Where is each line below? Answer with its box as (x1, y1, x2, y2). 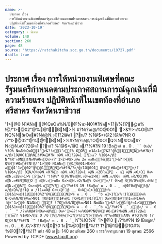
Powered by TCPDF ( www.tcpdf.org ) (5, 234, 78, 240)
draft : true (5, 52, 29, 57)
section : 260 (5, 39, 32, 44)
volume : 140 (5, 34, 29, 39)
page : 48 (5, 43, 23, 48)
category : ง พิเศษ (5, 30, 38, 34)
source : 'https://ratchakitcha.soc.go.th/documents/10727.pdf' (5, 48, 136, 52)
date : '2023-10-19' (5, 25, 45, 30)
